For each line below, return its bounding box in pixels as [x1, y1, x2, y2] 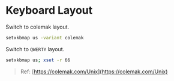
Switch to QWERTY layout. [5, 45, 65, 52]
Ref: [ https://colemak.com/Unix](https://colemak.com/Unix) [20, 68, 168, 75]
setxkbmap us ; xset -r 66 [5, 57, 70, 63]
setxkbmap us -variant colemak [5, 35, 84, 40]
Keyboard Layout [5, 4, 93, 17]
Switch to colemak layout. [5, 23, 70, 30]
